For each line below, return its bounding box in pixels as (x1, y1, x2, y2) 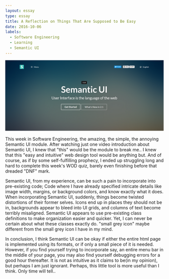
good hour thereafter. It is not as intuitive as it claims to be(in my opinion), (5, 257, 158, 263)
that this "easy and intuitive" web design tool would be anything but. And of (5, 152, 162, 158)
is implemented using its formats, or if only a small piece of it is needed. (5, 241, 154, 247)
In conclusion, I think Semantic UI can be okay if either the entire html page (5, 236, 161, 242)
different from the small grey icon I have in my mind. (5, 226, 113, 232)
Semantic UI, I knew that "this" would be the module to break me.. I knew (5, 147, 157, 153)
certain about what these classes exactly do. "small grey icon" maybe (5, 221, 150, 227)
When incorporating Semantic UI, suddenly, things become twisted (5, 194, 144, 200)
